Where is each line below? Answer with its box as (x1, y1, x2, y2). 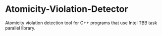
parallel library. (5, 25, 36, 31)
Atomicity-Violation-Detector (5, 3, 128, 15)
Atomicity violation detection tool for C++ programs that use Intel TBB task (5, 20, 158, 26)
